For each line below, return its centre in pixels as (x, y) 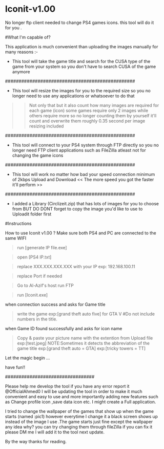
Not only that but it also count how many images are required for (94, 105)
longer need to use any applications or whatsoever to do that (73, 96)
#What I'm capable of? (28, 37)
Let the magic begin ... (28, 358)
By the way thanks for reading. (36, 441)
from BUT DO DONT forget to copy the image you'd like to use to (77, 209)
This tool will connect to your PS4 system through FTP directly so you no (85, 145)
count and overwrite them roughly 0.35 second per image (87, 121)
